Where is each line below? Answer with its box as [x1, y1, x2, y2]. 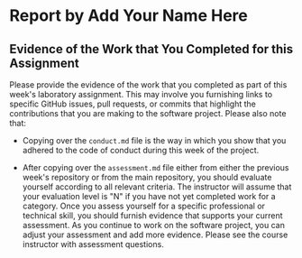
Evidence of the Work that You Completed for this [9, 41, 294, 57]
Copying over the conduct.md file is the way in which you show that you [22, 135, 287, 145]
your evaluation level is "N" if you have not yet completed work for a [22, 191, 277, 201]
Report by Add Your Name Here [9, 5, 248, 26]
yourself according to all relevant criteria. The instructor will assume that [22, 181, 292, 192]
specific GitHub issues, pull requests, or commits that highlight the [9, 98, 257, 109]
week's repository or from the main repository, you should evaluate [22, 172, 272, 182]
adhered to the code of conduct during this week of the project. [22, 145, 260, 155]
